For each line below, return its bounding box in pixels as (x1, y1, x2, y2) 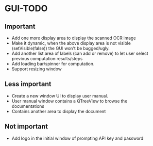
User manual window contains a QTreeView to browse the (11, 98, 128, 104)
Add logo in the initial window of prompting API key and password (11, 135, 144, 141)
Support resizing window (11, 66, 62, 72)
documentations (11, 103, 45, 109)
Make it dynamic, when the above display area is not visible (11, 40, 131, 46)
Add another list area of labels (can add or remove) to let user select (11, 50, 149, 56)
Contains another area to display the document (11, 108, 106, 114)
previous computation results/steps (11, 56, 83, 61)
